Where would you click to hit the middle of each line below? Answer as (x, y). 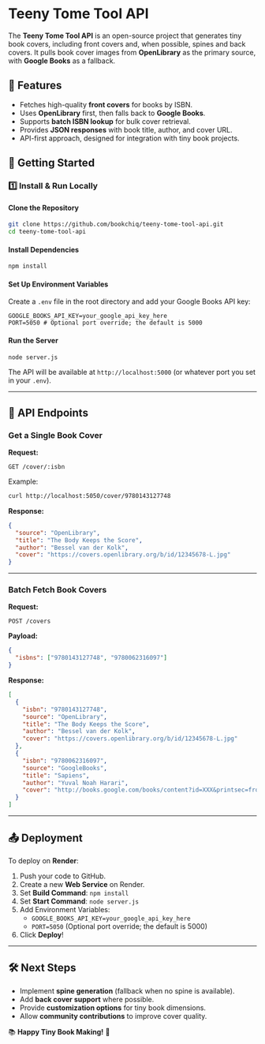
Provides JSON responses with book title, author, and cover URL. (126, 129)
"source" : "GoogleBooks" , (65, 768)
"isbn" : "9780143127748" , (65, 709)
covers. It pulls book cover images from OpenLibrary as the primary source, (132, 52)
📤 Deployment (45, 838)
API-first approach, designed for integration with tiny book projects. (129, 138)
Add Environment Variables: (65, 909)
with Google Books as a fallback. (62, 61)
